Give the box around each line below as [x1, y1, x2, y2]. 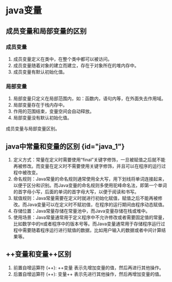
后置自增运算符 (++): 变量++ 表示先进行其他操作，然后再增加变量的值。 [13, 271, 164, 277]
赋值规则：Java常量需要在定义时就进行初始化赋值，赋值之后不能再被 [13, 195, 158, 201]
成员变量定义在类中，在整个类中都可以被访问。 [13, 56, 112, 62]
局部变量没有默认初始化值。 [13, 115, 72, 121]
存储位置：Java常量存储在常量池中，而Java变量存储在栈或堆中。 [13, 208, 150, 214]
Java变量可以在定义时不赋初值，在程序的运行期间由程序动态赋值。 [27, 201, 167, 208]
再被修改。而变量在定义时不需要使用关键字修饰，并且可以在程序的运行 [13, 163, 162, 169]
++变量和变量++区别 [6, 250, 72, 259]
